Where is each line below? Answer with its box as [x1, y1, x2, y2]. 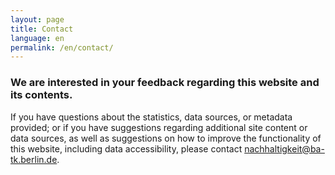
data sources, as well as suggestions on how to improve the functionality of [10, 132, 322, 144]
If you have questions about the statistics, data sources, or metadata [10, 111, 293, 123]
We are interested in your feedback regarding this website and [10, 76, 320, 90]
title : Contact [10, 24, 74, 34]
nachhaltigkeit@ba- [244, 142, 325, 155]
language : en [10, 33, 65, 43]
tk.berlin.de [10, 153, 58, 165]
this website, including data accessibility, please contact [10, 142, 243, 155]
